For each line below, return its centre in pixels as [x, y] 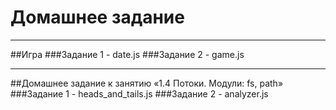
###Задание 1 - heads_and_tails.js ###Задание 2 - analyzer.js [139, 93]
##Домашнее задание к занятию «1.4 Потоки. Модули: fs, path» [147, 83]
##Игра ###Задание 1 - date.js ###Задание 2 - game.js [127, 54]
